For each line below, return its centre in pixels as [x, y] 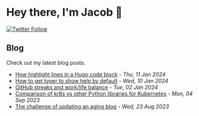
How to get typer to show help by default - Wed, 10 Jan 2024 [92, 80]
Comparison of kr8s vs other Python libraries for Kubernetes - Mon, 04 [104, 94]
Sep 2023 [27, 100]
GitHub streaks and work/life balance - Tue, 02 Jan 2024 [86, 87]
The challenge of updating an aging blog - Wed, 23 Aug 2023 [92, 106]
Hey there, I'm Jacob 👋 [64, 12]
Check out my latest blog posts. [46, 62]
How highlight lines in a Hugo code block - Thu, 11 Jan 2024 [90, 74]
